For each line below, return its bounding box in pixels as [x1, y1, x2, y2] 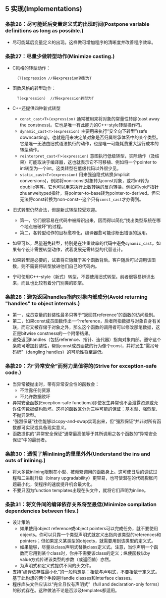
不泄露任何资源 [19, 387, 51, 393]
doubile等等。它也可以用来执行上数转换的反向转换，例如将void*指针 [19, 184, 159, 190]
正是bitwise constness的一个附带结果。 [12, 330, 93, 336]
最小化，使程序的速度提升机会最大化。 [16, 481, 95, 487]
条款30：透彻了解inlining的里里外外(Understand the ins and [5, 450, 151, 457]
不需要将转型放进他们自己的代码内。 [25, 263, 100, 269]
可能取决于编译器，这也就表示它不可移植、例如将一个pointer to [28, 159, 157, 165]
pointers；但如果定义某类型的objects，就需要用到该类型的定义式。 [19, 538, 156, 544]
